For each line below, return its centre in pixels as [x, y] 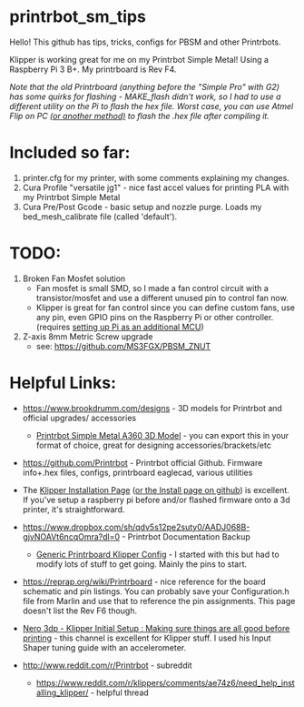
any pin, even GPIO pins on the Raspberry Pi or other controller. [155, 317]
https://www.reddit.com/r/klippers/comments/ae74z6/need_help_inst [165, 682]
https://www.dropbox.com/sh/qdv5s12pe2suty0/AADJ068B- [136, 527]
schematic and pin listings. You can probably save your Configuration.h [156, 591]
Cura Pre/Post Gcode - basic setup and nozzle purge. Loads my [142, 207]
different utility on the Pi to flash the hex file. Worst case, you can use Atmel [152, 106]
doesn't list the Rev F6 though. [80, 611]
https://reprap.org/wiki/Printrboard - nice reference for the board [144, 581]
